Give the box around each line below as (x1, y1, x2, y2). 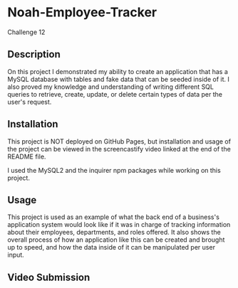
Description (7, 48, 61, 60)
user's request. (7, 97, 52, 106)
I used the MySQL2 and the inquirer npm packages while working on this (7, 166, 221, 174)
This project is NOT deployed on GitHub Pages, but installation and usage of (7, 137, 232, 146)
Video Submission (7, 271, 90, 283)
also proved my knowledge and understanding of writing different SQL (7, 82, 214, 91)
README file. (7, 152, 46, 161)
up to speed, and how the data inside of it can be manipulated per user (7, 243, 216, 252)
